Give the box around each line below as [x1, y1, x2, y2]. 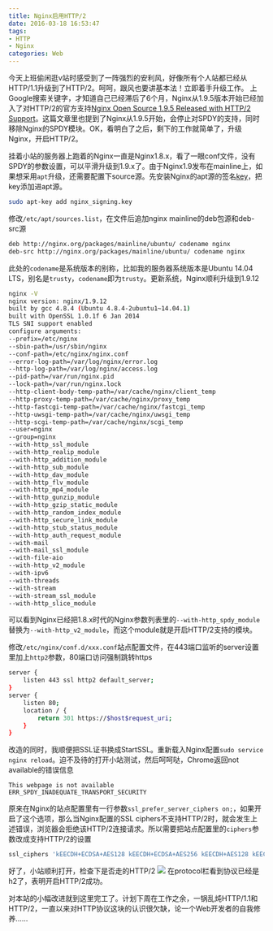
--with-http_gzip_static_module [8, 501, 118, 509]
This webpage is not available [8, 782, 115, 790]
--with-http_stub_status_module [8, 523, 118, 532]
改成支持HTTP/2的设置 [15, 834, 92, 844]
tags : [8, 27, 27, 35]
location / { [23, 706, 67, 715]
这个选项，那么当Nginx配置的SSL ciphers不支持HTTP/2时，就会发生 [22, 814, 251, 824]
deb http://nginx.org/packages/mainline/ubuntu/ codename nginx [8, 240, 231, 248]
